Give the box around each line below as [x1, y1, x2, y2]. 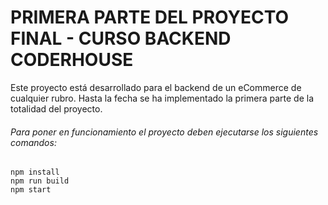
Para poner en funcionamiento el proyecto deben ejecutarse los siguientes [10, 126, 319, 138]
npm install [10, 167, 60, 178]
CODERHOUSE [10, 49, 134, 71]
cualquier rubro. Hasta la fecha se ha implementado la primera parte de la [10, 92, 315, 104]
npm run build [10, 176, 70, 186]
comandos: [10, 136, 57, 148]
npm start [10, 185, 52, 195]
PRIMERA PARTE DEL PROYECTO [10, 6, 290, 29]
